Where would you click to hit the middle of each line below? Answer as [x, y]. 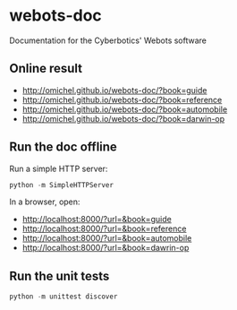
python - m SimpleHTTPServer [62, 185]
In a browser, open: [45, 202]
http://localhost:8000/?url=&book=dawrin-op [106, 248]
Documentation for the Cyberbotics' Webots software [108, 40]
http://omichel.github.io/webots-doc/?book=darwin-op [123, 118]
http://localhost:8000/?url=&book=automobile [107, 238]
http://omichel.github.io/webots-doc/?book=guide [114, 90]
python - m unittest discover [63, 297]
